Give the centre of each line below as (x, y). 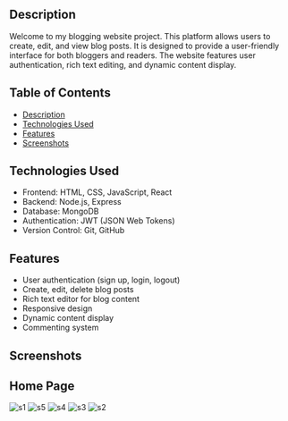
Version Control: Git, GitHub (73, 231)
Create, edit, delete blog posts (78, 290)
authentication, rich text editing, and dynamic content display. (123, 64)
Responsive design (57, 308)
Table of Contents (60, 93)
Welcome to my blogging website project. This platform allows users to (140, 36)
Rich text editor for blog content (81, 299)
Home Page (42, 387)
